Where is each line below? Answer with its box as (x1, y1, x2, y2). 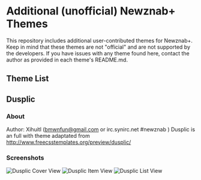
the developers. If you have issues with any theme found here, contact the (6, 49, 190, 57)
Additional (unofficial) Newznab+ (6, 4, 176, 18)
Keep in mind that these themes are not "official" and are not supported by (6, 43, 191, 51)
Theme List (6, 73, 49, 84)
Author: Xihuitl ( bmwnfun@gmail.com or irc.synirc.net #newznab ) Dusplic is (6, 126, 196, 133)
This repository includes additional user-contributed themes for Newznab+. (6, 37, 193, 44)
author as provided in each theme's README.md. (6, 56, 128, 63)
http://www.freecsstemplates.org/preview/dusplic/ (6, 138, 131, 146)
